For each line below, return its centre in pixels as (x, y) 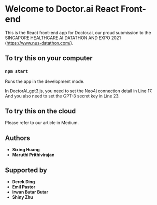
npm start (16, 71)
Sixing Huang (26, 150)
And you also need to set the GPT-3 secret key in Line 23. (62, 96)
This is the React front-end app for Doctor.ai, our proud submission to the (78, 32)
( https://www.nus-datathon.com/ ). (39, 43)
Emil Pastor (24, 187)
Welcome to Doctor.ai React (62, 9)
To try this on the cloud (41, 111)
